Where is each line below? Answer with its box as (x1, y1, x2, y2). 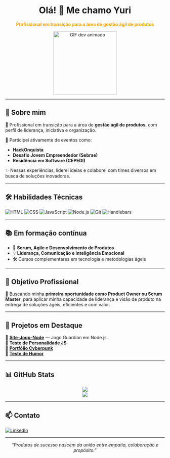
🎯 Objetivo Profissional (5, 278, 79, 286)
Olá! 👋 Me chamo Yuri (38, 5, 132, 16)
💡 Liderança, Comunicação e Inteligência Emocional (12, 250, 125, 256)
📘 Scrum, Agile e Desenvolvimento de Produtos (12, 245, 115, 251)
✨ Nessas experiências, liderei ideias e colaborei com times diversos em (5, 167, 157, 173)
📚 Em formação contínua (5, 228, 87, 237)
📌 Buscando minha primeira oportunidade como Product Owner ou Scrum (5, 291, 162, 297)
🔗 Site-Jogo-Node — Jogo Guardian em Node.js (5, 335, 107, 340)
